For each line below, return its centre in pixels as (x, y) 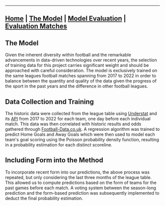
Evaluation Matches (36, 26)
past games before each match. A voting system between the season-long (81, 188)
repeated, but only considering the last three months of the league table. (79, 177)
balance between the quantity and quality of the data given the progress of (81, 81)
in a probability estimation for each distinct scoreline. (59, 145)
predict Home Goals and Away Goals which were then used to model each (80, 134)
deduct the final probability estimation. (44, 198)
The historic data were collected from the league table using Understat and (81, 114)
